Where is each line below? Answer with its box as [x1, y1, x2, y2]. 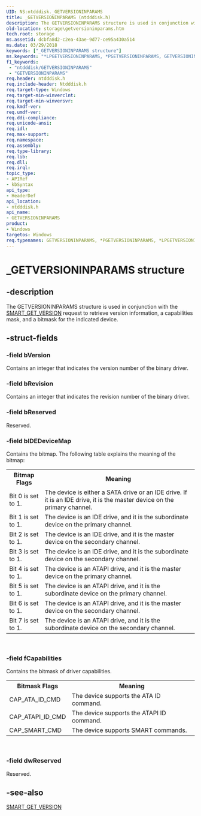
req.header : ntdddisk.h [6, 76, 66, 82]
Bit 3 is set [9, 547, 39, 556]
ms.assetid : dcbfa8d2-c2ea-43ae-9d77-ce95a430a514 [6, 37, 135, 43]
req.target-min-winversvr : [6, 98, 74, 104]
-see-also [6, 788, 44, 798]
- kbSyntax [6, 182, 33, 188]
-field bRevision [6, 380, 54, 388]
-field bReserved [6, 408, 57, 417]
